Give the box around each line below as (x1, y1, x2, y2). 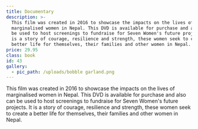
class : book (6, 52, 35, 58)
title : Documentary (6, 8, 54, 15)
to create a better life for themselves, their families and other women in (6, 110, 179, 117)
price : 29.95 (6, 47, 38, 53)
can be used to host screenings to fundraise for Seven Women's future (6, 98, 179, 105)
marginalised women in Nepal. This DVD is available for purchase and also (6, 91, 187, 98)
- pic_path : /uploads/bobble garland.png (11, 69, 115, 75)
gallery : (6, 63, 28, 70)
